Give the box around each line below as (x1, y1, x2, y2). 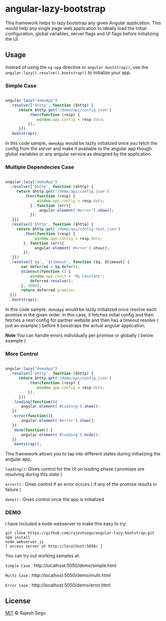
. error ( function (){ (12, 413, 53, 418)
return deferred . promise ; (21, 288, 76, 293)
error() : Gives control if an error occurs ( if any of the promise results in (5, 481, 157, 487)
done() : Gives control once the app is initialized (5, 496, 104, 502)
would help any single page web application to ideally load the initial (5, 25, 147, 31)
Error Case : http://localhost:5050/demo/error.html (5, 582, 111, 588)
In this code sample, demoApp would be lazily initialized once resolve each (5, 306, 157, 313)
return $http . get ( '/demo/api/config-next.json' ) (16, 226, 121, 232)
